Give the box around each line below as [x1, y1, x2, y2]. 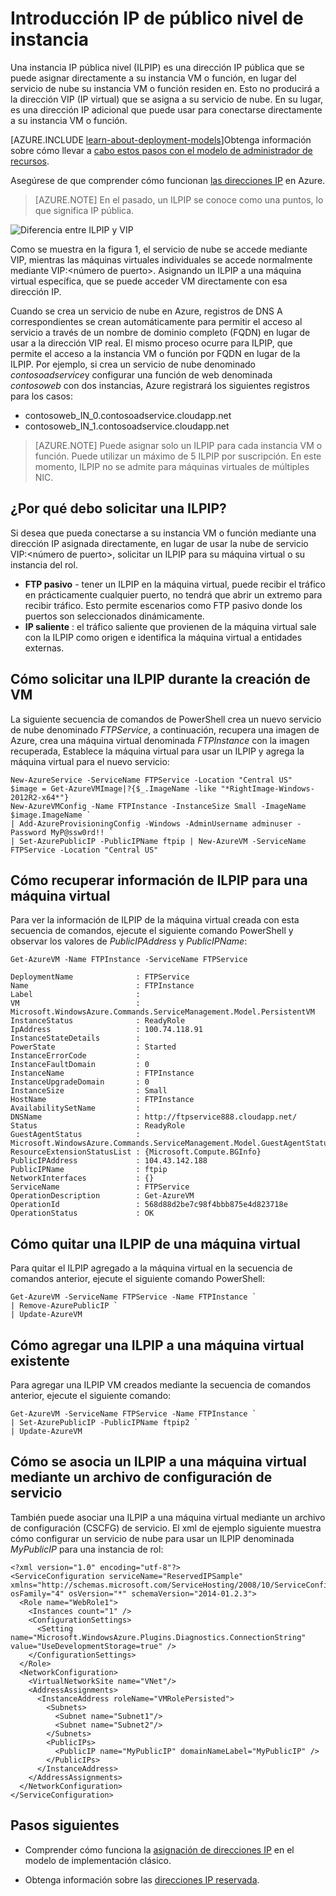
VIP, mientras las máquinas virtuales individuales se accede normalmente [10, 253, 313, 266]
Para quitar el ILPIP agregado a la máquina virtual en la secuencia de [10, 1262, 293, 1274]
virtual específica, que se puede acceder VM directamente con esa [10, 275, 288, 287]
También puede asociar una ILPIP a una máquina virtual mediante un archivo [10, 1511, 326, 1523]
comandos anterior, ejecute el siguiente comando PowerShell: [10, 1273, 265, 1285]
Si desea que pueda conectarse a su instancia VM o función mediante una [10, 527, 317, 539]
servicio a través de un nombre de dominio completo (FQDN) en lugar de [10, 326, 311, 338]
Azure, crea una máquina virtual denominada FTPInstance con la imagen [10, 734, 310, 746]
